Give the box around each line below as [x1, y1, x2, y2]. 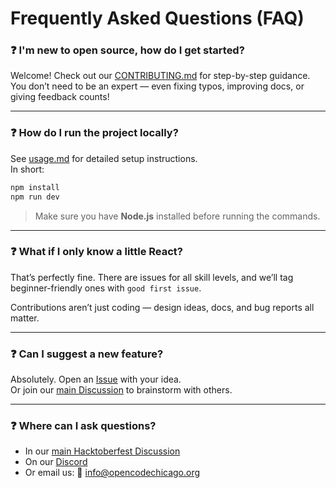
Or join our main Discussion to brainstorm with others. [10, 384, 233, 396]
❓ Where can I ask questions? [10, 419, 157, 433]
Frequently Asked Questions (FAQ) [10, 7, 305, 30]
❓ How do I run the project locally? [10, 126, 179, 140]
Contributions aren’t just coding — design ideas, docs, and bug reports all [10, 301, 315, 313]
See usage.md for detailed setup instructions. [10, 152, 198, 164]
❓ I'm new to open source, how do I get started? [10, 43, 245, 57]
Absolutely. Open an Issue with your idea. [10, 373, 182, 386]
